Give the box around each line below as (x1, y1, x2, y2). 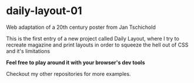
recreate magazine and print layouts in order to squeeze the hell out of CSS (6, 41, 189, 48)
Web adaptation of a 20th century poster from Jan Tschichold (6, 24, 156, 31)
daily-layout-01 (6, 4, 82, 18)
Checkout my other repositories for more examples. (6, 70, 131, 77)
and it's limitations (6, 47, 51, 54)
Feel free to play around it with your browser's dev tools (6, 59, 145, 66)
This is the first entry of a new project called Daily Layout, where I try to (6, 35, 179, 42)
